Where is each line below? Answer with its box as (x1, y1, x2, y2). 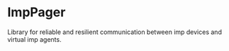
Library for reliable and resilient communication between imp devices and (7, 28, 222, 36)
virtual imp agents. (7, 35, 62, 43)
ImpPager (7, 4, 66, 21)
